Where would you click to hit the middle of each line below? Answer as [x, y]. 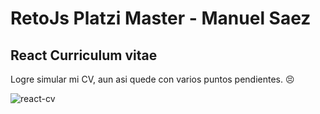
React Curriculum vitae [84, 55]
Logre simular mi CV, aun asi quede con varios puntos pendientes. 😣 [152, 79]
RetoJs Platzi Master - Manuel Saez [161, 18]
